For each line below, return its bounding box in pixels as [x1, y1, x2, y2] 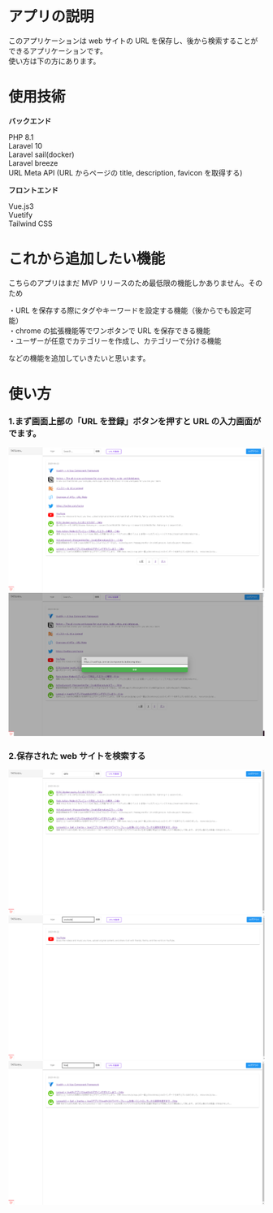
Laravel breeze [8, 158, 58, 167]
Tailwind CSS [8, 219, 53, 228]
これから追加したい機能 [8, 249, 166, 268]
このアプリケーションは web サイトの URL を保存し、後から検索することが [8, 36, 258, 45]
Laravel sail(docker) [8, 149, 75, 159]
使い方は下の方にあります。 [8, 56, 101, 66]
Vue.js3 [8, 201, 34, 211]
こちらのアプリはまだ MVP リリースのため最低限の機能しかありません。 [8, 278, 249, 288]
